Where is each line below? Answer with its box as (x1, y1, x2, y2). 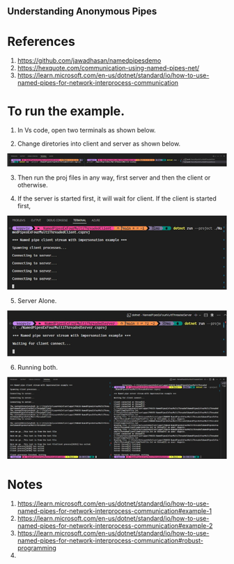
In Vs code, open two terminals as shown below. (17, 126, 156, 134)
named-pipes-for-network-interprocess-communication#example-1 (17, 507, 212, 515)
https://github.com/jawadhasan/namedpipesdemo (17, 56, 162, 65)
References (7, 33, 75, 49)
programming (17, 544, 57, 552)
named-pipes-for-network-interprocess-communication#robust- (17, 536, 203, 545)
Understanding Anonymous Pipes (7, 6, 157, 17)
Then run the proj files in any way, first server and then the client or (17, 173, 211, 182)
